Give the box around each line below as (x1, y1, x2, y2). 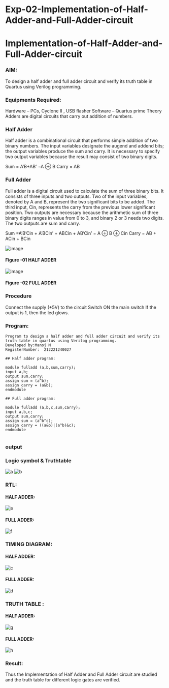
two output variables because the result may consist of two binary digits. (5, 154, 158, 160)
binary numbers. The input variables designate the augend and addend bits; (5, 143, 164, 149)
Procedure (5, 292, 32, 300)
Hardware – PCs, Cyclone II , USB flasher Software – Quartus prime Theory (5, 108, 162, 114)
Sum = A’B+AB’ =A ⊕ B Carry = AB (5, 164, 80, 170)
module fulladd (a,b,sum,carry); (5, 365, 76, 370)
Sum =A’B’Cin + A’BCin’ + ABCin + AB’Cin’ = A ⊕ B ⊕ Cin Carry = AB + (5, 230, 156, 236)
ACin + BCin (5, 235, 31, 242)
